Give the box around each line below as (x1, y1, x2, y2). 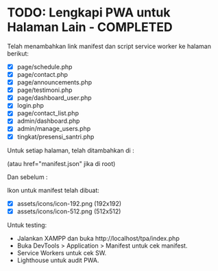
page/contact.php (16, 71, 69, 78)
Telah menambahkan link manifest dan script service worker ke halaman (7, 42, 211, 50)
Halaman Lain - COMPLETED (7, 19, 173, 35)
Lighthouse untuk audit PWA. (16, 256, 99, 264)
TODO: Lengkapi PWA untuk (7, 5, 171, 21)
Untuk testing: (7, 221, 47, 229)
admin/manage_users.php (16, 125, 91, 133)
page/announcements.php (16, 78, 93, 86)
